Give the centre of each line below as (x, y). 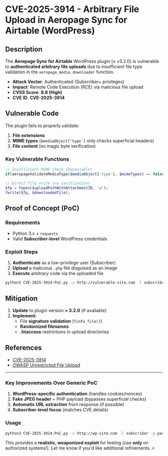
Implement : (24, 316)
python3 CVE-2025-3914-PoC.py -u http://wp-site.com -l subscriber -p (80, 433)
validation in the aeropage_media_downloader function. (60, 72)
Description (24, 49)
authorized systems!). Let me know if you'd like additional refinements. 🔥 (80, 448)
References (23, 348)
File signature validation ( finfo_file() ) (61, 321)
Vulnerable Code (32, 113)
